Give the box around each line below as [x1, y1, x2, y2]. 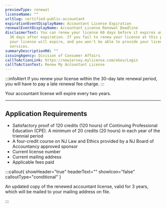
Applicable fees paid [12, 159, 54, 165]
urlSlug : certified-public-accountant [5, 16, 85, 21]
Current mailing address [12, 154, 62, 160]
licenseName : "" [5, 12, 39, 17]
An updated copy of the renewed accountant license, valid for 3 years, [5, 183, 149, 189]
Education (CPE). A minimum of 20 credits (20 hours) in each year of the [12, 128, 161, 134]
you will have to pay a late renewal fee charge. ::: [5, 81, 105, 87]
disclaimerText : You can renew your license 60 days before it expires [5, 30, 156, 35]
